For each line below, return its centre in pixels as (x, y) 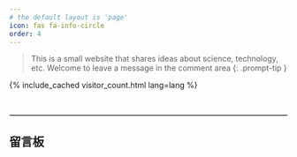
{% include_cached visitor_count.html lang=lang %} (103, 86)
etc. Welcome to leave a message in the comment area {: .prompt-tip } (159, 68)
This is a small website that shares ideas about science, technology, (154, 59)
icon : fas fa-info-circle (57, 26)
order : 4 (25, 34)
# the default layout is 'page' (69, 17)
